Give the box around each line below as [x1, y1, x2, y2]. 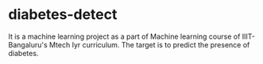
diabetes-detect [8, 6, 118, 24]
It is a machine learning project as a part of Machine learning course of [8, 32, 241, 41]
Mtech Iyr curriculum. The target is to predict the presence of [48, 40, 250, 49]
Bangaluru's [8, 40, 48, 49]
